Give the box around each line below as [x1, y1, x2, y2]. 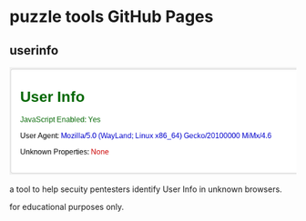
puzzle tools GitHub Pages [9, 6, 214, 27]
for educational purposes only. [9, 202, 125, 213]
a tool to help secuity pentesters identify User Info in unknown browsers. [9, 184, 282, 195]
